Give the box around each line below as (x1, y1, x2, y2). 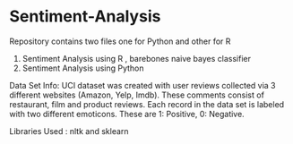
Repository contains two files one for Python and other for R (9, 36, 231, 47)
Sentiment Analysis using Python (22, 63, 145, 73)
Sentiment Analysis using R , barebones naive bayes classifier (22, 53, 251, 64)
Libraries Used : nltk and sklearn (9, 125, 129, 136)
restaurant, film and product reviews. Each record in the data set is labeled (9, 98, 285, 109)
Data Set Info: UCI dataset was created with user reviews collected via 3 (9, 80, 276, 90)
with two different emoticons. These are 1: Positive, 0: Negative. (9, 108, 245, 119)
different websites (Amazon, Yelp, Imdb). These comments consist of (9, 89, 264, 100)
